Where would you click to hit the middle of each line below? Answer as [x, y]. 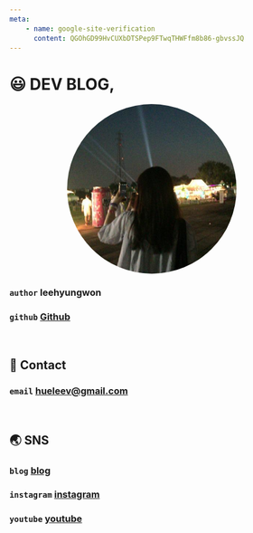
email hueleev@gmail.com [69, 391]
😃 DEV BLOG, [62, 84]
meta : [19, 19]
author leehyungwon [56, 292]
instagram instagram [55, 495]
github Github [40, 317]
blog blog [30, 471]
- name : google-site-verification [90, 29]
